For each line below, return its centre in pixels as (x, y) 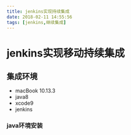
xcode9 (24, 103)
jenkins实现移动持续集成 (66, 53)
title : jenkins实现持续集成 (38, 11)
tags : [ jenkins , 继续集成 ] (37, 22)
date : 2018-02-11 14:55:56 (39, 17)
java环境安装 (25, 126)
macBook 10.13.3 (35, 91)
